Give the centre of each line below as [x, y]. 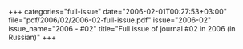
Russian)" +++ [32, 37]
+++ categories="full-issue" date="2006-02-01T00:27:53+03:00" [117, 12]
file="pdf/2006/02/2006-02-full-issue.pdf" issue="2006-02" [110, 20]
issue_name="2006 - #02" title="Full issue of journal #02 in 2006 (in [122, 29]
